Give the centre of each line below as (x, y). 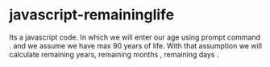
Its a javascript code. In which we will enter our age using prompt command (135, 37)
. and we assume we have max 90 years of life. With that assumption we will (136, 45)
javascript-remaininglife (92, 15)
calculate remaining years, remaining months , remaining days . (114, 54)
